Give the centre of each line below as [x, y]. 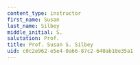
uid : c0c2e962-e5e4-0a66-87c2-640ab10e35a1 [70, 51]
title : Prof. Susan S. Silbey [50, 45]
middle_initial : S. [35, 32]
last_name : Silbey [33, 26]
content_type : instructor [44, 13]
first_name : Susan [33, 20]
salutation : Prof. [33, 39]
